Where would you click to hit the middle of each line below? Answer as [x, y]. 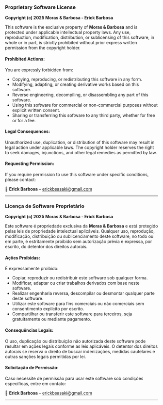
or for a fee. [24, 120]
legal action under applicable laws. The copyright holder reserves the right [80, 147]
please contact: [21, 179]
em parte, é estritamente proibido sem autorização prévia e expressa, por [79, 242]
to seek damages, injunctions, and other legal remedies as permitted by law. [81, 152]
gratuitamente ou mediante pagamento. [51, 319]
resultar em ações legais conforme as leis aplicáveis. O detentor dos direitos [81, 346]
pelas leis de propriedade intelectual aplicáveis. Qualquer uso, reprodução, [80, 231]
